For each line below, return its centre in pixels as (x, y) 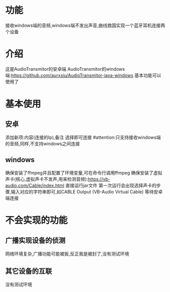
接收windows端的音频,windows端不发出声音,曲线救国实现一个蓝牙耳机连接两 (85, 25)
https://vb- (99, 179)
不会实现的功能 (37, 220)
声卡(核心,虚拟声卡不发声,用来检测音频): (47, 179)
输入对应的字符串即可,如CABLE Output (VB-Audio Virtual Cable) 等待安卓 (87, 192)
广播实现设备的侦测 (35, 241)
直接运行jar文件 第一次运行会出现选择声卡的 (111, 185)
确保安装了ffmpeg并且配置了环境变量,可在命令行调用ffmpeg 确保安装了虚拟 (84, 173)
